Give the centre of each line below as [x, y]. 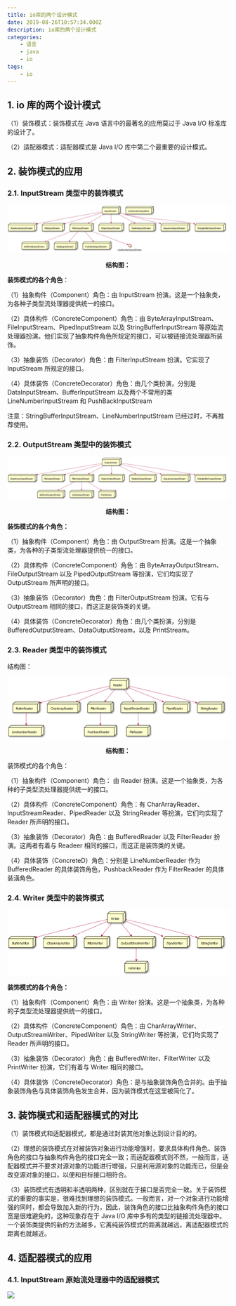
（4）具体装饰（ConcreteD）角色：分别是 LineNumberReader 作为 [104, 860]
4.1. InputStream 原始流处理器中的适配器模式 [83, 1279]
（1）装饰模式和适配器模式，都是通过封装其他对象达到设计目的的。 [104, 1133]
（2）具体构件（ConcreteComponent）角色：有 [77, 804]
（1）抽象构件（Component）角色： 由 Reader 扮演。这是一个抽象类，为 [112, 780]
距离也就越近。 [29, 1234]
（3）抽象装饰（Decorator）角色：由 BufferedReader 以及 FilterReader [110, 836]
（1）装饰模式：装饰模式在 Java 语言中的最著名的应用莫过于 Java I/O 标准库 [117, 124]
